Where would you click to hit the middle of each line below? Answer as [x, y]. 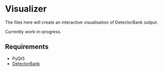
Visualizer [26, 9]
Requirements [27, 47]
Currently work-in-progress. [33, 31]
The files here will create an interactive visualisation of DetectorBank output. [81, 22]
